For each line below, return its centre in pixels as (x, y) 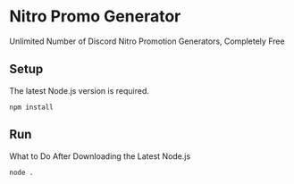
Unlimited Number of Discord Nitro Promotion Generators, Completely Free (147, 41)
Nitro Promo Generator (95, 17)
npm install (31, 107)
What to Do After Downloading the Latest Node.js (100, 156)
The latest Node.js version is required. (79, 90)
